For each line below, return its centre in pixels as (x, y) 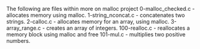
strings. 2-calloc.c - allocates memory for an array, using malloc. (88, 21)
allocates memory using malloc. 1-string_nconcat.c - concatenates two (96, 15)
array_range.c (24, 28)
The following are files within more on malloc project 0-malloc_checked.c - (101, 9)
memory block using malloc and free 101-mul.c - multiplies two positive (96, 34)
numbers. (18, 41)
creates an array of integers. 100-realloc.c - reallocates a (118, 28)
